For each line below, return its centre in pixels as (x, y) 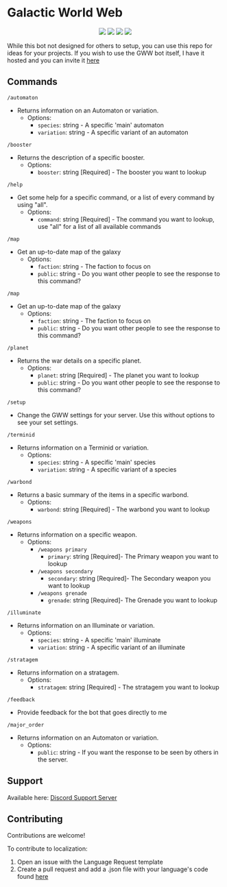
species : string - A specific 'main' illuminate (99, 640)
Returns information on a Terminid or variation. (83, 448)
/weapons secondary (65, 571)
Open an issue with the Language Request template (90, 862)
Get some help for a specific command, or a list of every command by (116, 197)
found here (33, 877)
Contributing (35, 819)
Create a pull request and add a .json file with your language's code (112, 869)
